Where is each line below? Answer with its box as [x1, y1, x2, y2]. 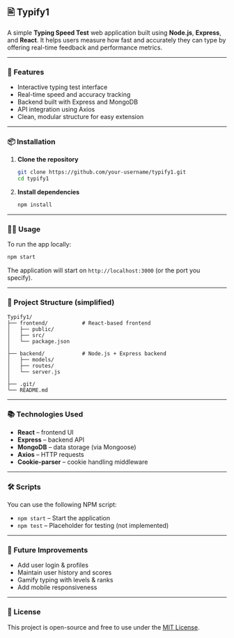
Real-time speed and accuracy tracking [17, 91, 131, 99]
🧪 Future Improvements [7, 545, 88, 555]
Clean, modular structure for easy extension [17, 113, 144, 121]
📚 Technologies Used [7, 410, 84, 419]
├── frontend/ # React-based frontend [7, 320, 151, 327]
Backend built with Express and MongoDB [17, 98, 138, 107]
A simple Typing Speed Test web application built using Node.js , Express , [7, 28, 221, 37]
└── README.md [7, 387, 49, 394]
